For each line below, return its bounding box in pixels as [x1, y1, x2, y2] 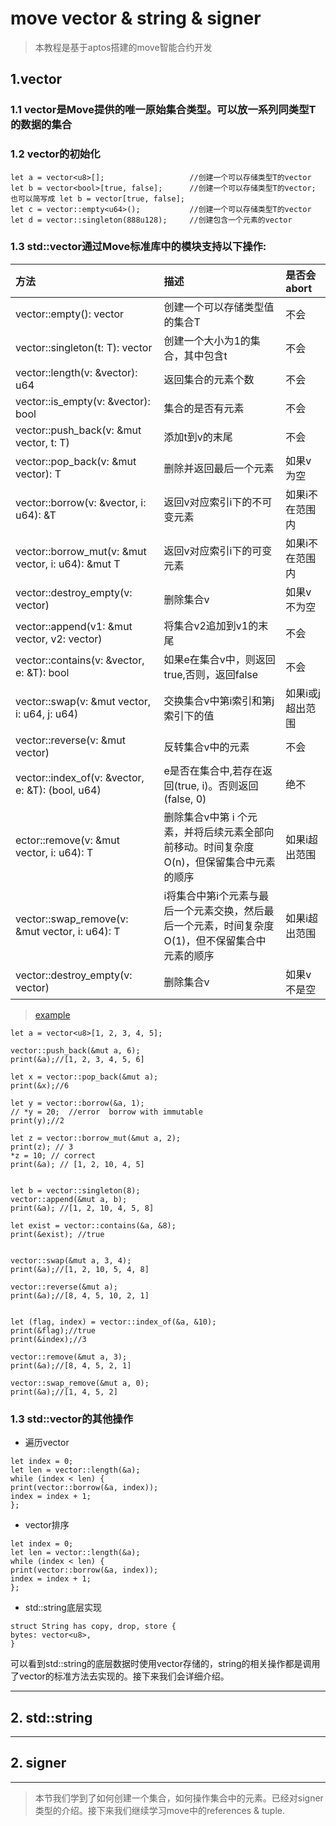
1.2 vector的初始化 [10, 147, 101, 161]
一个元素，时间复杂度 [173, 918, 275, 932]
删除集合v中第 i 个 [163, 810, 248, 824]
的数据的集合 [10, 118, 73, 132]
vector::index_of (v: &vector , [15, 770, 145, 784]
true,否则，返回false [163, 667, 259, 681]
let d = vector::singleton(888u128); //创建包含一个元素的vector [10, 215, 293, 225]
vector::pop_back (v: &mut [15, 454, 137, 468]
